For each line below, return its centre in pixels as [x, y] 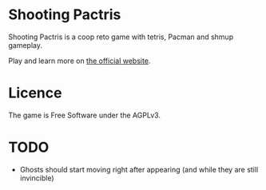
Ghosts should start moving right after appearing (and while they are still [139, 169]
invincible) [37, 178]
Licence [35, 93]
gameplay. [25, 45]
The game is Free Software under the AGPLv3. [85, 115]
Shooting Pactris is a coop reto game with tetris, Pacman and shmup [121, 37]
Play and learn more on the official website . [79, 61]
